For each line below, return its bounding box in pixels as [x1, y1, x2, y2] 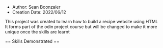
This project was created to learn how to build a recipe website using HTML [5, 19, 158, 24]
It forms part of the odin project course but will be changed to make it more [5, 24, 158, 30]
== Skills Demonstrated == [5, 38, 60, 44]
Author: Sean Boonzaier [12, 4, 61, 10]
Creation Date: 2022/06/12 [12, 9, 66, 15]
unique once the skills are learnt [5, 29, 70, 34]
